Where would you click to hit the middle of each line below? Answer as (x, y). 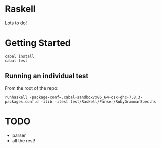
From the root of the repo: (32, 88)
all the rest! (24, 140)
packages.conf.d (22, 102)
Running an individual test (47, 76)
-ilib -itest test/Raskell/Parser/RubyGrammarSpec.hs (98, 102)
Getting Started (38, 43)
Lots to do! (16, 23)
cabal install (20, 56)
